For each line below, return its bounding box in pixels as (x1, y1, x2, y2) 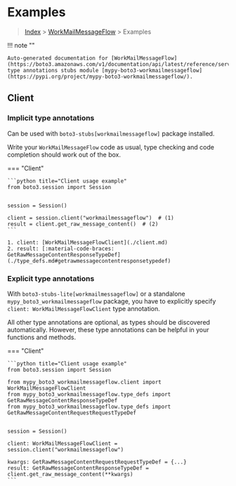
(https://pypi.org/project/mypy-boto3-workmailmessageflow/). (7, 73, 193, 80)
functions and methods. (7, 333, 77, 341)
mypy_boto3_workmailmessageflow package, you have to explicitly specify (7, 296, 216, 306)
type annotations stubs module (7, 67, 99, 74)
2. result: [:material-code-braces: (7, 245, 114, 252)
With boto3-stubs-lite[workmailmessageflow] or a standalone (7, 289, 186, 298)
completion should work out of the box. (7, 150, 122, 159)
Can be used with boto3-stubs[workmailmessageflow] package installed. (7, 129, 215, 138)
